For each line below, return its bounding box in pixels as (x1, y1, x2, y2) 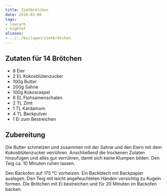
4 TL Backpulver (12, 111, 47, 117)
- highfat (5, 26, 26, 31)
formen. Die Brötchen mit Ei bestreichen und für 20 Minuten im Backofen (5, 180, 157, 187)
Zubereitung (5, 131, 46, 139)
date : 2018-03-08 (5, 12, 42, 17)
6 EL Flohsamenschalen (12, 94, 63, 101)
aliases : (5, 31, 24, 36)
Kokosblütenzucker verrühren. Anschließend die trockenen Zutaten (5, 150, 145, 156)
